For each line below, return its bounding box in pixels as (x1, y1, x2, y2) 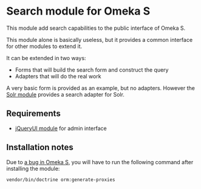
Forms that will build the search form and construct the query (15, 66, 169, 74)
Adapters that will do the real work (15, 72, 101, 80)
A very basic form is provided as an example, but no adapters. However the (6, 84, 196, 92)
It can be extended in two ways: (6, 54, 86, 61)
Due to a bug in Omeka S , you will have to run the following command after (6, 158, 194, 165)
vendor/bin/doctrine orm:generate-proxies (6, 176, 115, 183)
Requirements (6, 108, 61, 119)
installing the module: (6, 165, 60, 172)
